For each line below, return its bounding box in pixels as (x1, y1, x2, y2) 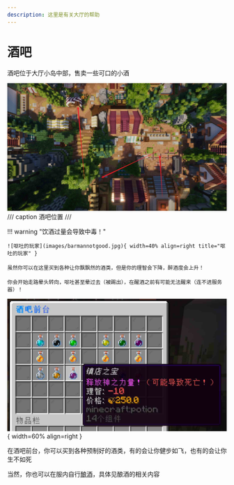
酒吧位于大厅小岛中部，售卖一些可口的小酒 (7, 68, 130, 77)
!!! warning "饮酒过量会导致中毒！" (7, 227, 107, 236)
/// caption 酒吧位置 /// (7, 213, 72, 221)
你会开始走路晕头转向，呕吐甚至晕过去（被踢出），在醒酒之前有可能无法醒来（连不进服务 (7, 279, 223, 286)
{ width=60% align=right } (7, 432, 82, 440)
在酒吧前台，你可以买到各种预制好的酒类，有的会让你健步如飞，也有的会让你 (7, 447, 227, 455)
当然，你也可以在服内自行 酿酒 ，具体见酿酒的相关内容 (7, 470, 160, 479)
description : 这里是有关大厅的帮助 (7, 11, 100, 18)
